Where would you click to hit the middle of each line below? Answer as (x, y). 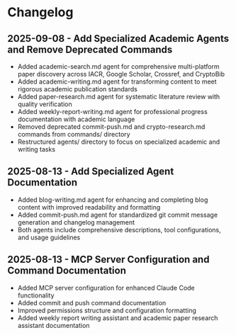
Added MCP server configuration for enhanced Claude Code (106, 288)
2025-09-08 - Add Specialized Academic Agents (118, 39)
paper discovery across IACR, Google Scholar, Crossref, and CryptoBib (121, 74)
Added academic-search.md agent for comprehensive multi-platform (118, 67)
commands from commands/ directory (74, 134)
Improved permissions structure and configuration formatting (107, 310)
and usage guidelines (49, 237)
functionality (36, 295)
